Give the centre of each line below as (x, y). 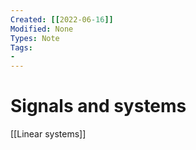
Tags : (21, 47)
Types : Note (35, 38)
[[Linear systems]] (48, 134)
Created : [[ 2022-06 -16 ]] (62, 19)
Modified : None (42, 29)
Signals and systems (98, 106)
